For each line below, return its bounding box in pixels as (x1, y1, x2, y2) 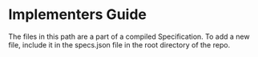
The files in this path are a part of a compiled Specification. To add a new (8, 32, 250, 41)
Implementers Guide (8, 6, 147, 24)
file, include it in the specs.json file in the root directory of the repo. (8, 40, 231, 49)
